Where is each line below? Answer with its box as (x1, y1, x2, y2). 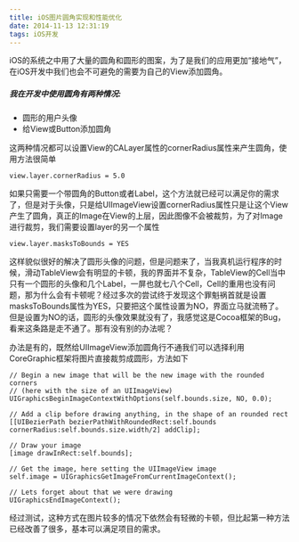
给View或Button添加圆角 (21, 124, 112, 135)
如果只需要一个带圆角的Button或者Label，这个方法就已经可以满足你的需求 (9, 188, 280, 199)
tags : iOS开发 (9, 29, 60, 38)
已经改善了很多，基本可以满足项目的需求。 (9, 523, 166, 535)
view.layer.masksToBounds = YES (9, 240, 129, 249)
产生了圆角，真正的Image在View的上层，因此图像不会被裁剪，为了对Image (9, 210, 283, 221)
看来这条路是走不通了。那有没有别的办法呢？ (9, 323, 174, 334)
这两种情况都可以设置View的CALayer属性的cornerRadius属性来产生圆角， (9, 143, 279, 153)
